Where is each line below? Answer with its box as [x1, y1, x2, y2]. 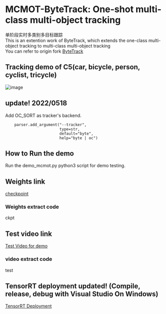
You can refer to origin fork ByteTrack [5, 48, 83, 54]
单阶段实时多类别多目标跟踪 [5, 31, 63, 37]
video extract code [5, 256, 52, 263]
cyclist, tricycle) [5, 71, 57, 80]
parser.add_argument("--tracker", [14, 122, 87, 127]
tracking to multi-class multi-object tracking [19, 43, 111, 49]
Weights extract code [5, 204, 60, 211]
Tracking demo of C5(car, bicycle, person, [5, 63, 140, 71]
